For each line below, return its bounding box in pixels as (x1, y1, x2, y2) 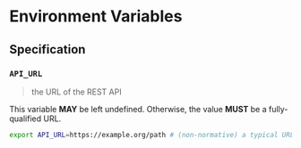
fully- (268, 103, 288, 114)
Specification (9, 42, 86, 57)
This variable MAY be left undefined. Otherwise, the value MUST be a (9, 103, 267, 114)
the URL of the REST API (30, 86, 123, 97)
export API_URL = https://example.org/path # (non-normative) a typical (9, 130, 279, 139)
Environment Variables (9, 6, 183, 27)
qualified (9, 113, 42, 124)
